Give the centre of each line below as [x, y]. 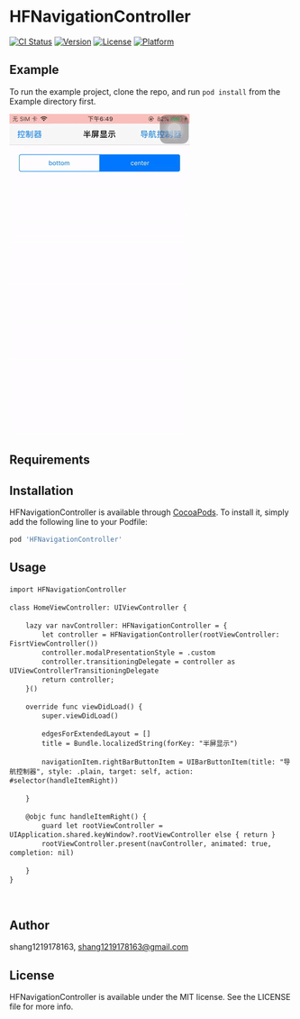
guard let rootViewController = [103, 826]
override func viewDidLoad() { [84, 707]
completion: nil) [42, 853]
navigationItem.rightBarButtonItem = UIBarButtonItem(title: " [163, 762]
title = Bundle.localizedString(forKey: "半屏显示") [140, 743]
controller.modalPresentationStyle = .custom [129, 652]
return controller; [78, 679]
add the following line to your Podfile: [79, 521]
